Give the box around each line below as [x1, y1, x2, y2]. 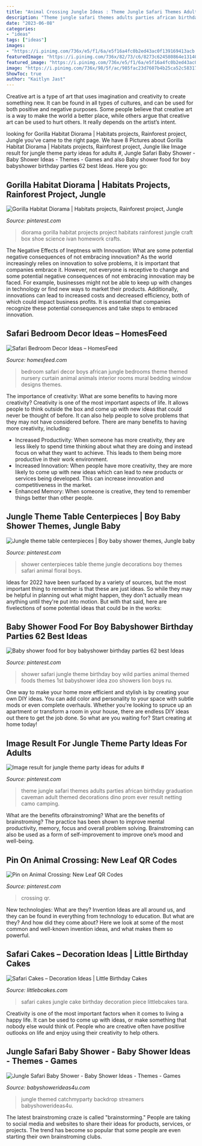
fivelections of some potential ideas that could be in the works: [6, 604, 162, 611]
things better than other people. [14, 494, 94, 501]
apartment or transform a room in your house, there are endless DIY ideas [6, 708, 189, 715]
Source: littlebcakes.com [6, 986, 68, 994]
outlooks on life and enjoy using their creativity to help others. [6, 1029, 159, 1036]
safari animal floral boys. [20, 567, 82, 574]
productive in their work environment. [14, 456, 108, 463]
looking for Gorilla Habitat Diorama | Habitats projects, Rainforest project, [6, 130, 188, 138]
